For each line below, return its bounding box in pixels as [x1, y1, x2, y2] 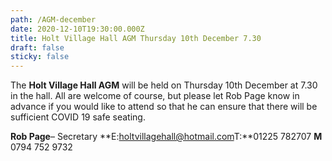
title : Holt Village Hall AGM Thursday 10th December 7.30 [10, 33, 262, 43]
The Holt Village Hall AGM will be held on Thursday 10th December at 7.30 [10, 79, 318, 91]
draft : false [10, 42, 65, 53]
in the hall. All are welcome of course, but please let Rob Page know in [10, 90, 300, 102]
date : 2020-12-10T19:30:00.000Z [10, 24, 145, 34]
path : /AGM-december [10, 14, 97, 25]
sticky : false [10, 52, 70, 62]
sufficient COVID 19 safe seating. [10, 111, 146, 123]
